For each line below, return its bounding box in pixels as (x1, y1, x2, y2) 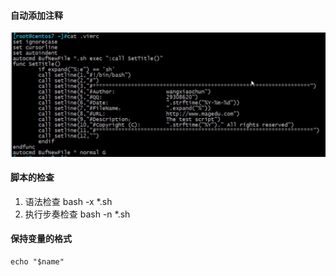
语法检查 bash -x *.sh (24, 195, 113, 207)
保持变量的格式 (10, 233, 72, 245)
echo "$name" (10, 256, 65, 267)
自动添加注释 (10, 9, 63, 21)
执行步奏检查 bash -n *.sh (24, 208, 131, 220)
